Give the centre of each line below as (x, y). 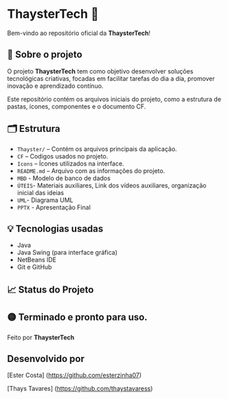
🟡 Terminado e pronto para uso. (77, 318)
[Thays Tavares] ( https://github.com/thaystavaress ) (80, 389)
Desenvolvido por (46, 359)
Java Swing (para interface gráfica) (67, 253)
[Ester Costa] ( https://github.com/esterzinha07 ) (75, 375)
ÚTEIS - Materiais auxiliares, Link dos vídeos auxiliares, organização (112, 185)
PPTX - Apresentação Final (54, 207)
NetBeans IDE (37, 260)
